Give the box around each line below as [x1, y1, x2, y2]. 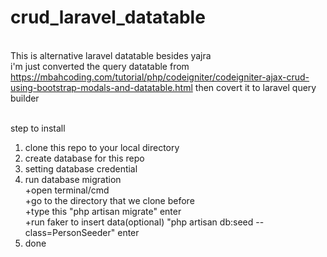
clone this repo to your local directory [24, 141, 180, 153]
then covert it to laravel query [194, 81, 317, 93]
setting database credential [24, 162, 138, 175]
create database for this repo [24, 152, 145, 164]
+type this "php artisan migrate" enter [24, 205, 182, 217]
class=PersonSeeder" [24, 226, 116, 238]
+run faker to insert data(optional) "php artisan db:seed [24, 216, 254, 228]
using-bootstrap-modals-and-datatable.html [10, 81, 193, 93]
